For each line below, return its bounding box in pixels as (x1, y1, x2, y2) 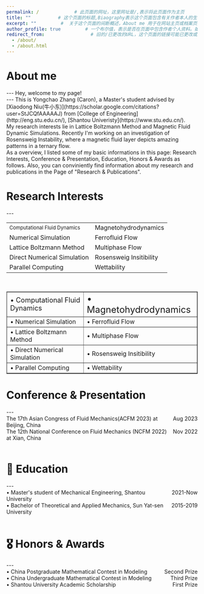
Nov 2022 (172, 428, 198, 435)
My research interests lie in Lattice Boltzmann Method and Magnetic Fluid (6, 122, 191, 130)
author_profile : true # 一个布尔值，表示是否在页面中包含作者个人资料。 (6, 26, 195, 32)
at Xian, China (6, 434, 41, 442)
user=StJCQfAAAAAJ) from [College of (6, 110, 105, 117)
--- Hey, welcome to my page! (6, 89, 82, 96)
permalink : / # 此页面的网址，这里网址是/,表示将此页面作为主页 (6, 9, 185, 15)
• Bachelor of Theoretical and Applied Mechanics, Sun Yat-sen (6, 501, 164, 509)
